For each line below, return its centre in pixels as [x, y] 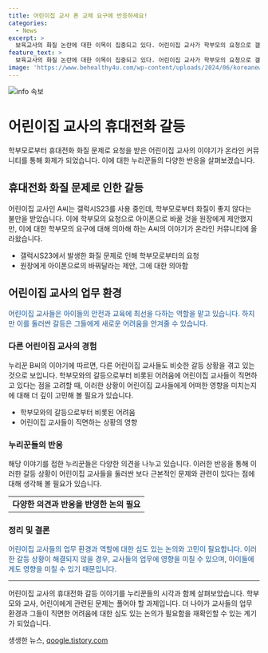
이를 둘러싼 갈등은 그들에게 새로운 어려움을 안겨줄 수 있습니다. [112, 323]
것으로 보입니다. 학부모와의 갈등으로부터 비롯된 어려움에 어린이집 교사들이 [122, 375]
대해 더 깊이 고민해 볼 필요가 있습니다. [75, 395]
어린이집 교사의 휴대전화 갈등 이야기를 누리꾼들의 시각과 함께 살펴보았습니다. [126, 594]
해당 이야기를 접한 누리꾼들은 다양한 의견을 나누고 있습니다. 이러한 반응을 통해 [128, 463]
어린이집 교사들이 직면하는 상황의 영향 [79, 422]
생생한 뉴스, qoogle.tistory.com [58, 640]
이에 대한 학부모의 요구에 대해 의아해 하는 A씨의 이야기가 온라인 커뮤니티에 [134, 228]
